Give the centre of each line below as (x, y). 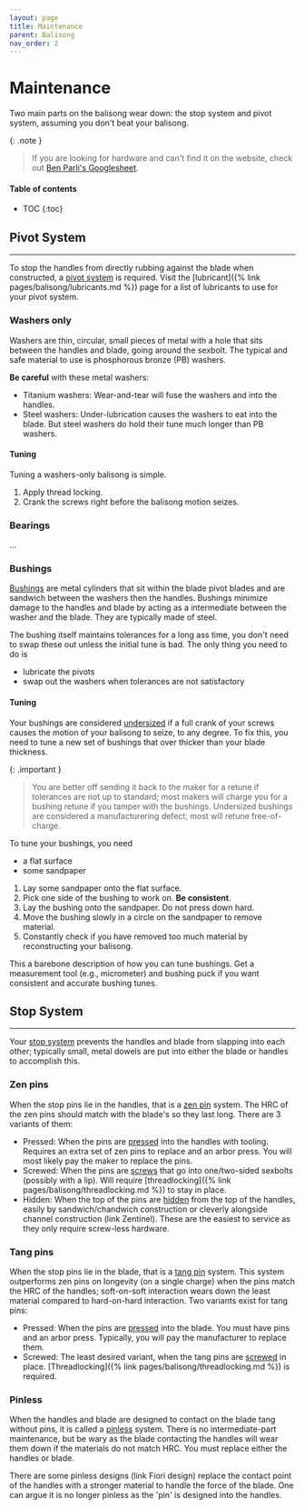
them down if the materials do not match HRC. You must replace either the (148, 1449)
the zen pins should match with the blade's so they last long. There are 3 (145, 1114)
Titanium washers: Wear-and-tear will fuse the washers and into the (150, 395)
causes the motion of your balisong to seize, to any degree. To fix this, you (149, 732)
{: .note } (26, 141)
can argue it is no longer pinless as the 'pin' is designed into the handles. (146, 1495)
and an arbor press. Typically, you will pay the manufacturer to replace (155, 1337)
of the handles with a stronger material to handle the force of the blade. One (152, 1485)
